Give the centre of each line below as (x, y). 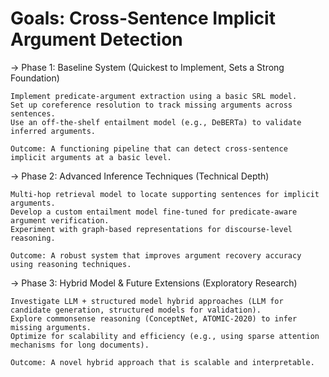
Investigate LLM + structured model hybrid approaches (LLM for (147, 301)
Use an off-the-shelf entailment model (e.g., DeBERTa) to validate (156, 122)
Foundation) (35, 78)
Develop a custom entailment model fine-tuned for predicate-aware (154, 212)
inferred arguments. (53, 131)
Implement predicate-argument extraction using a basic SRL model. (154, 96)
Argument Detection (96, 39)
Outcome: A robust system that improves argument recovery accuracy (156, 255)
